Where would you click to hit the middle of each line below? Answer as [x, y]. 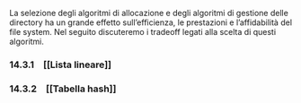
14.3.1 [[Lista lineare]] [61, 64]
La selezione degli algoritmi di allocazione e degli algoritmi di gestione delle [149, 13]
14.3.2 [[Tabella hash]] [63, 89]
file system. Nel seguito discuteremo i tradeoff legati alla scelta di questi [143, 32]
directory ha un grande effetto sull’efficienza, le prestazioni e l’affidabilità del [151, 22]
